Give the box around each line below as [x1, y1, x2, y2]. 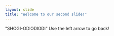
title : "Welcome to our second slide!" [5, 12, 87, 17]
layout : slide [5, 7, 35, 12]
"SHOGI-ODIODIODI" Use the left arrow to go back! [5, 25, 110, 31]
